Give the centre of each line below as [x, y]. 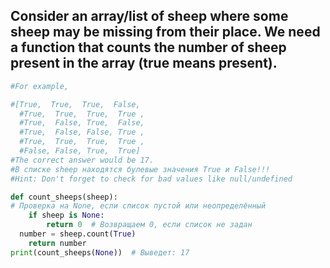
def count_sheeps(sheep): [64, 197]
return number [57, 243]
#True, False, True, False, [82, 123]
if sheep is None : [66, 215]
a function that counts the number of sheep [148, 47]
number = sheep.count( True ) [78, 234]
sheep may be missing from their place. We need [165, 32]
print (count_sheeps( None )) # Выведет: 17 [100, 252]
